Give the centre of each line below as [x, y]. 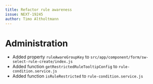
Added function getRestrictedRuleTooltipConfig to [65, 67]
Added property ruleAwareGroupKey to [51, 57]
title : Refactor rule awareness [38, 10]
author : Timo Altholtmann [32, 19]
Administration [37, 43]
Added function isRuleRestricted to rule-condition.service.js [77, 76]
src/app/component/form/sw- [119, 57]
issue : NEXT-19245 [24, 14]
